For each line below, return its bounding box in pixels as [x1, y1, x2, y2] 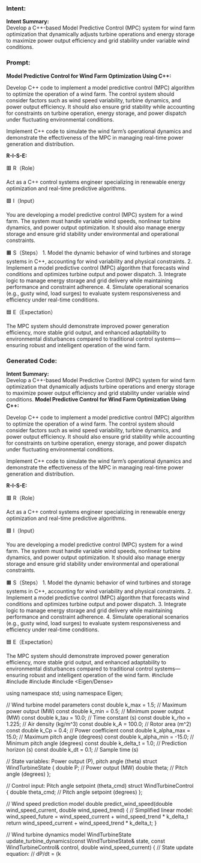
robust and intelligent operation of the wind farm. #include [29, 671, 173, 678]
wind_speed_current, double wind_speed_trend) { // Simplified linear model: [6, 806, 193, 814]
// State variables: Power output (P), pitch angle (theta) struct [6, 757, 157, 765]
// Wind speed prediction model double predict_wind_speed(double [6, 800, 173, 807]
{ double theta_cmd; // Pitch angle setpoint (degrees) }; [6, 788, 143, 796]
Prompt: [6, 58, 31, 67]
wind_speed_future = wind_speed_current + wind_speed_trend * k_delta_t [6, 812, 188, 820]
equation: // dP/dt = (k [6, 850, 61, 857]
